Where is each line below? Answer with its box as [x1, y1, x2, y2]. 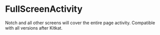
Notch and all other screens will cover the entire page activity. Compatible [5, 20, 155, 26]
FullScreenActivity [5, 3, 83, 15]
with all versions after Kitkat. [5, 25, 63, 31]
